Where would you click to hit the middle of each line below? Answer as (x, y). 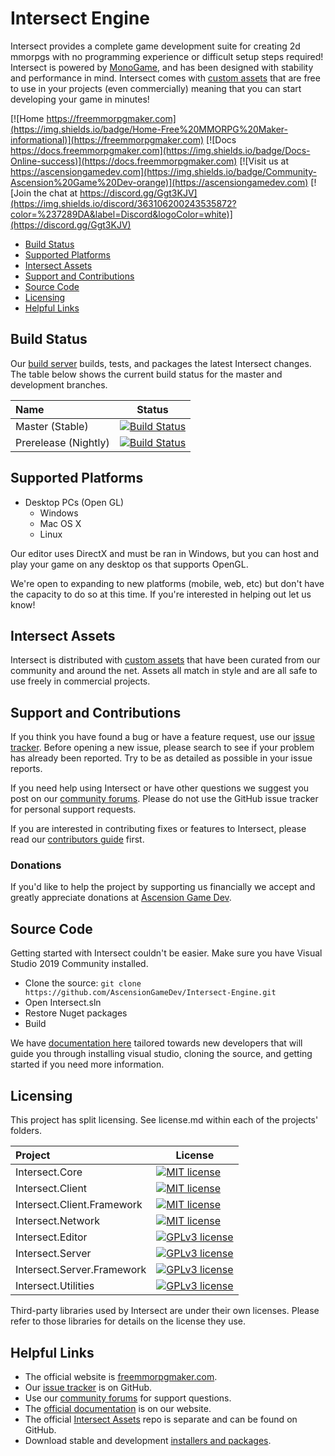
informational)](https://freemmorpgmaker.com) (107, 139)
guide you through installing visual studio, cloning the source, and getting (161, 1054)
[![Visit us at (264, 161)
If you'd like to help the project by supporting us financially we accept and (163, 887)
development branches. (59, 384)
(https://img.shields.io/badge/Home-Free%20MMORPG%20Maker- (149, 129)
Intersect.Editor (51, 1237)
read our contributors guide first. (77, 839)
